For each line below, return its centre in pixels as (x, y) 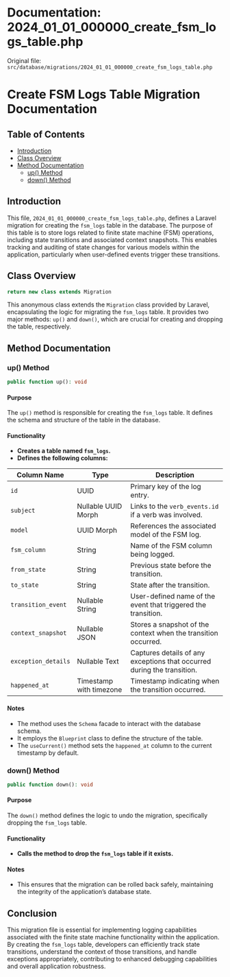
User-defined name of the (173, 596)
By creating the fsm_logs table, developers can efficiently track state (104, 945)
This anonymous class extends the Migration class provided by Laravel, (108, 305)
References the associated (173, 526)
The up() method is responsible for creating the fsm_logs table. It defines (110, 413)
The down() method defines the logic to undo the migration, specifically (107, 815)
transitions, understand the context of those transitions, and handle (102, 952)
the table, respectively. (39, 326)
